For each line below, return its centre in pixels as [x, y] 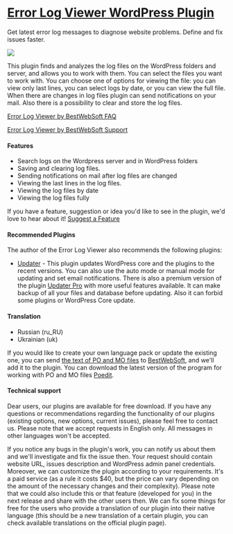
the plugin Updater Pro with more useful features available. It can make [119, 285]
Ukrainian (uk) [37, 339]
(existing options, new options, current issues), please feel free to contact [113, 421]
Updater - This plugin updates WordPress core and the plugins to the [116, 264]
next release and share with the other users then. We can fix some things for [116, 501]
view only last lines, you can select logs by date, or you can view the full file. [116, 87]
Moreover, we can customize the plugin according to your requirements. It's [115, 471]
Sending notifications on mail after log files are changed [97, 176]
